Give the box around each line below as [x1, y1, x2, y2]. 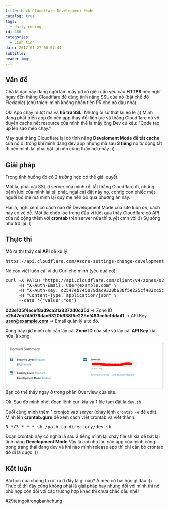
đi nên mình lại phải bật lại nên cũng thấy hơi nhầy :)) [5, 146, 115, 152]
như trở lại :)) [5, 220, 32, 227]
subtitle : [5, 50, 26, 56]
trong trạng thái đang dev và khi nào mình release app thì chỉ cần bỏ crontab [5, 444, 164, 450]
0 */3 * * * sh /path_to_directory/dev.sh [5, 424, 112, 430]
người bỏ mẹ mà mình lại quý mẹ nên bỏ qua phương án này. [5, 194, 131, 200]
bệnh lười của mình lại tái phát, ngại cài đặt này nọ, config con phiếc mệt [5, 189, 155, 195]
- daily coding [10, 24, 42, 29]
